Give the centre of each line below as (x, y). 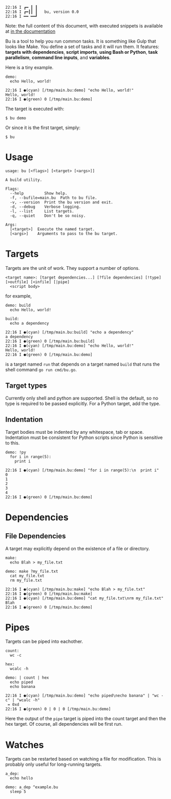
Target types (26, 386)
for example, (19, 296)
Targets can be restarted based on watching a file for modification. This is (83, 759)
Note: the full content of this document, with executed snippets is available (84, 26)
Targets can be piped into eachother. (44, 642)
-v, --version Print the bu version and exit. (62, 202)
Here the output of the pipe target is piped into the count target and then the (86, 719)
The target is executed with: (35, 109)
